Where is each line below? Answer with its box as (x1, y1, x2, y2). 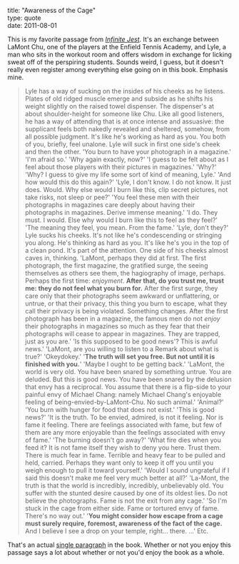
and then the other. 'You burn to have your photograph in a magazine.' (24, 148, 232, 156)
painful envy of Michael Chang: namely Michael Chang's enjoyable (24, 391, 222, 398)
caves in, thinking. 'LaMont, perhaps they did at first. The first (24, 253, 207, 262)
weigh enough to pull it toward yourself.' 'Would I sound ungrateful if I (24, 466, 230, 474)
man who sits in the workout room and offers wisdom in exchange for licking (7, 50, 232, 59)
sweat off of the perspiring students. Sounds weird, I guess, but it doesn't (7, 58, 224, 66)
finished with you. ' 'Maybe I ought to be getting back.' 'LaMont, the (24, 360, 225, 368)
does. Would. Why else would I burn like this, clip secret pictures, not (24, 186, 228, 193)
